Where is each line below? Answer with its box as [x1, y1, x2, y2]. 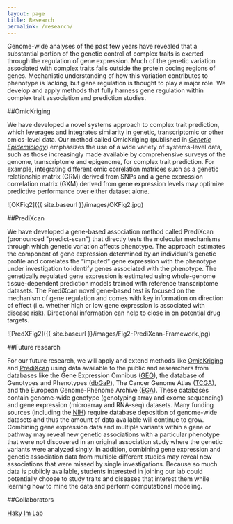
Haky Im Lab [7, 509, 44, 518]
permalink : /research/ [7, 23, 73, 30]
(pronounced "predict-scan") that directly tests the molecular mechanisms [7, 235, 221, 243]
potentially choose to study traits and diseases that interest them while [7, 475, 210, 483]
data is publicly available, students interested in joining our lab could [7, 467, 203, 476]
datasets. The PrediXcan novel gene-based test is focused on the [7, 286, 195, 295]
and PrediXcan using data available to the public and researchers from [7, 364, 209, 372]
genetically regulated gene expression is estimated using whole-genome [7, 272, 216, 280]
